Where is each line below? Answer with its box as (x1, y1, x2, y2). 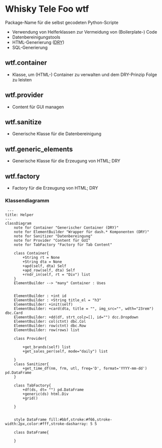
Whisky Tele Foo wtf (5, 3, 89, 15)
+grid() (22, 396, 38, 401)
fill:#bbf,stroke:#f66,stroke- (48, 417, 112, 422)
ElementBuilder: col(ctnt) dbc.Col (14, 319, 86, 324)
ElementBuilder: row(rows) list (14, 328, 80, 332)
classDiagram (5, 221, 32, 226)
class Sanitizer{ (14, 362, 49, 367)
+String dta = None (22, 259, 62, 264)
